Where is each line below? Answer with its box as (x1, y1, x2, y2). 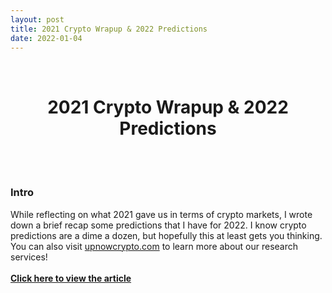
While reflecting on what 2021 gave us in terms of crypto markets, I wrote (10, 208, 313, 220)
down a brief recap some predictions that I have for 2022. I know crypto (10, 219, 307, 231)
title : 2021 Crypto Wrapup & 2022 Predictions (10, 24, 208, 34)
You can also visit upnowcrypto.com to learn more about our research (10, 240, 299, 252)
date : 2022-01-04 (10, 33, 83, 43)
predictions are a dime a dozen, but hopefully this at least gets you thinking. (10, 229, 323, 241)
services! (10, 251, 48, 263)
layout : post (10, 14, 65, 25)
